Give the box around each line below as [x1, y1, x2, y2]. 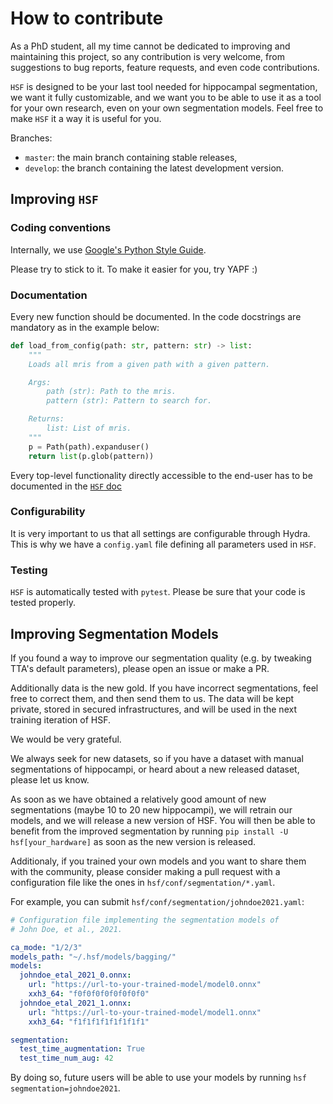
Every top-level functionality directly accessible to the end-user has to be [10, 469, 313, 481]
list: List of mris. [46, 423, 132, 434]
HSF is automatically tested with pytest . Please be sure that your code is [10, 586, 306, 598]
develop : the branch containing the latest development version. [24, 162, 285, 174]
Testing [10, 563, 48, 577]
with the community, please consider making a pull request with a [10, 865, 281, 877]
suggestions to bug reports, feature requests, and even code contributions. [10, 61, 320, 73]
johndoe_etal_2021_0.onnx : [19, 970, 132, 981]
